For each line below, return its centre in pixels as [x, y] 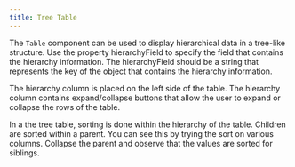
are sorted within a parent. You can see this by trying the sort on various [141, 133]
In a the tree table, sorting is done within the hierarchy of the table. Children [147, 124]
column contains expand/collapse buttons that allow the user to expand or [145, 98]
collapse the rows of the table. [65, 107]
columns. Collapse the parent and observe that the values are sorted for [141, 143]
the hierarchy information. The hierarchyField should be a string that [134, 61]
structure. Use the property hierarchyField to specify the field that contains [147, 52]
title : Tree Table [43, 17]
